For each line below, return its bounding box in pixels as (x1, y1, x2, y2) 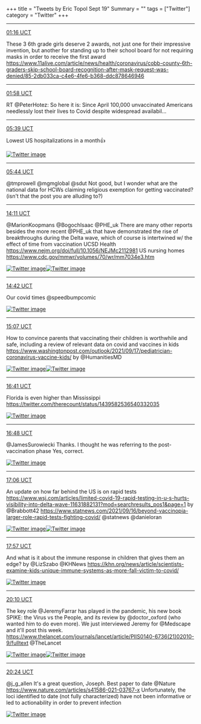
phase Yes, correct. (35, 448, 84, 454)
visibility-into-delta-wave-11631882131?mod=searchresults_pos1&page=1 (6, 501, 187, 508)
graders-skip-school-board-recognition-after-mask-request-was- (6, 66, 169, 73)
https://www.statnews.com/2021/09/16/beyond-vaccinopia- (40, 507, 188, 514)
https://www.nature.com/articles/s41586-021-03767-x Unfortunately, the (6, 686, 186, 693)
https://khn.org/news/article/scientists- (87, 561, 184, 567)
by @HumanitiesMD (72, 354, 122, 360)
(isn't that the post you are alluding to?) (6, 192, 103, 199)
